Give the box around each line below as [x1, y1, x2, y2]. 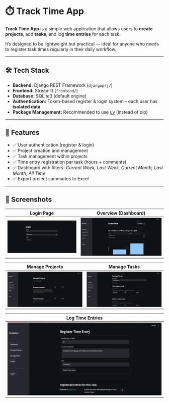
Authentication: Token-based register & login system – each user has [12, 98, 158, 104]
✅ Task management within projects [12, 153, 88, 159]
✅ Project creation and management [12, 147, 88, 154]
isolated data [12, 104, 41, 110]
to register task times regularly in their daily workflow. [5, 46, 117, 52]
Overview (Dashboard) [96, 210, 146, 216]
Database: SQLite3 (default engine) [12, 93, 87, 99]
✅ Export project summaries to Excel [12, 175, 89, 181]
